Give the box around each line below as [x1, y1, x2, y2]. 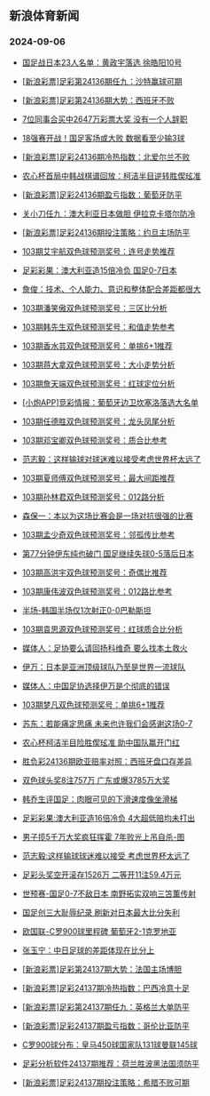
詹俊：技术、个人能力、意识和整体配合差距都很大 [21, 284, 201, 294]
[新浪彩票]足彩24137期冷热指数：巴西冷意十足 [21, 982, 191, 993]
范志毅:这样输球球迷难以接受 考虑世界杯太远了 [21, 850, 191, 860]
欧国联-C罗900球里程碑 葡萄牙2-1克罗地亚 [21, 925, 177, 936]
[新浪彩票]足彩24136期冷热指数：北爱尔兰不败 [21, 151, 191, 162]
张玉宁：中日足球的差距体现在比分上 [21, 945, 155, 956]
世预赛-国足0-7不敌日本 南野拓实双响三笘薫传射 [21, 888, 197, 899]
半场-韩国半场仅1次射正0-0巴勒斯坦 [21, 604, 152, 615]
